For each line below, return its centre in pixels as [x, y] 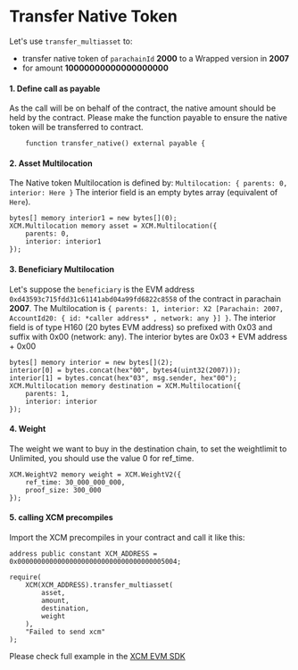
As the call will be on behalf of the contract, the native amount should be [143, 108]
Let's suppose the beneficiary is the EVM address [102, 289]
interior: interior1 [63, 242]
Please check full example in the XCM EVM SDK [97, 656]
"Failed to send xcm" [65, 632]
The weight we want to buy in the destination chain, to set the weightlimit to [148, 449]
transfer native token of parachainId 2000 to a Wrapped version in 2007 [156, 58]
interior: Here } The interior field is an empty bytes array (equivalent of [144, 193]
